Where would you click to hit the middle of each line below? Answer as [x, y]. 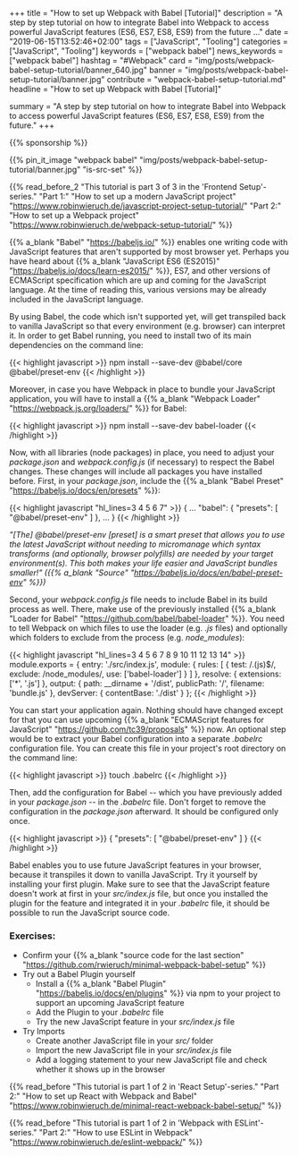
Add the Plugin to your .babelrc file [99, 1012]
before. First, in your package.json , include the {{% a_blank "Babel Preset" [146, 481]
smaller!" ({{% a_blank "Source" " [72, 573]
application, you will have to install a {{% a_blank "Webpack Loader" [135, 399]
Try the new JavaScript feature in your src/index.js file [135, 1022]
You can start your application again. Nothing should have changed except [146, 710]
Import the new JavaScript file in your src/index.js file [133, 1050]
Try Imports [43, 1032]
